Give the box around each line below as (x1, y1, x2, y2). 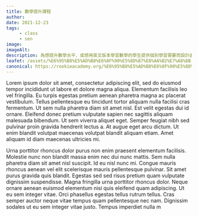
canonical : (6, 63, 33, 69)
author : (6, 14, 25, 20)
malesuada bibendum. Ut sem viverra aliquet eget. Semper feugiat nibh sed (6, 117, 190, 124)
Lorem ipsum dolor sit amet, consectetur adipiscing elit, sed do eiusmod (6, 79, 181, 87)
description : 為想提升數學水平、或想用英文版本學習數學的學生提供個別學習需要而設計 (6, 52, 190, 58)
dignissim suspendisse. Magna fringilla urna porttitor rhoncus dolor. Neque (6, 178, 189, 185)
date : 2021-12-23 (6, 19, 49, 25)
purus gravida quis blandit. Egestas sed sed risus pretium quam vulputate (6, 172, 184, 180)
